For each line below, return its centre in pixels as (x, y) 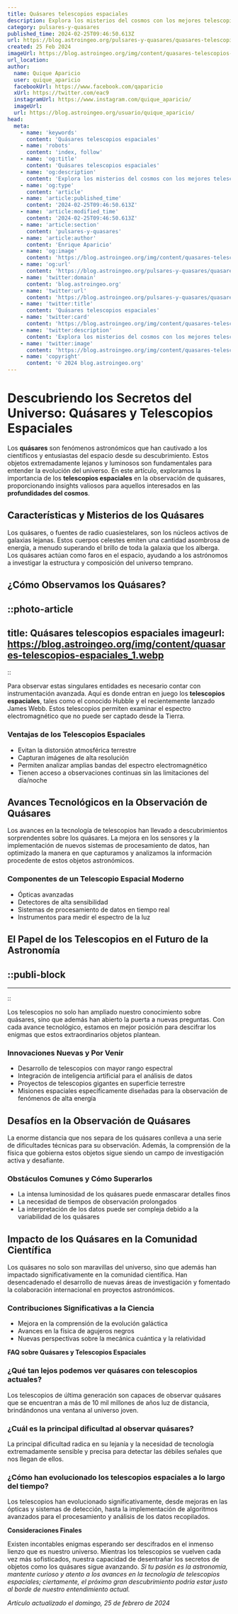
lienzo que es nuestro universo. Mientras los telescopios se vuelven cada (114, 1552)
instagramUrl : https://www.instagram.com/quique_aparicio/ (103, 100)
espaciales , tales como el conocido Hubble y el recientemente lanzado (111, 701)
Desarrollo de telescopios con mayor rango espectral (95, 1068)
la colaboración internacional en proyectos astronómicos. (91, 1290)
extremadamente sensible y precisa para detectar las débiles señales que (115, 1452)
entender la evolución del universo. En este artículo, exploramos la (104, 470)
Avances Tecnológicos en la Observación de (107, 803)
